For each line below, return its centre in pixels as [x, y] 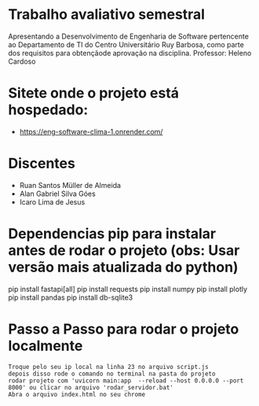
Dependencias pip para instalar [112, 234]
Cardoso [22, 61]
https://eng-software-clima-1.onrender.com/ [91, 131]
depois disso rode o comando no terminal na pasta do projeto [112, 374]
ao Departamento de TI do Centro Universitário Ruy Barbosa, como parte [126, 44]
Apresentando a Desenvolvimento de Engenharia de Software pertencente [129, 36]
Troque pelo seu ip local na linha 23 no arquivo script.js [109, 367]
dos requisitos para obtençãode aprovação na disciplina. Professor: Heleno [130, 53]
